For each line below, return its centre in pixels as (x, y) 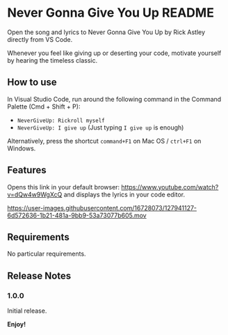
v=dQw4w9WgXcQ (35, 194)
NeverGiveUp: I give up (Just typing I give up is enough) (100, 127)
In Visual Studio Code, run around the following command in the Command (114, 99)
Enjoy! (17, 325)
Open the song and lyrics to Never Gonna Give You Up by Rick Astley (106, 32)
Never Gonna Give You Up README (111, 13)
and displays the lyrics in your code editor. (124, 194)
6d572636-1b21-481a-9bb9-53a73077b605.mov (77, 215)
